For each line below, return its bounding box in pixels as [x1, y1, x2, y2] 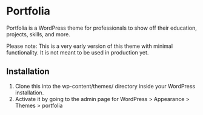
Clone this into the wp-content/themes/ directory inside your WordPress [15, 82, 196, 90]
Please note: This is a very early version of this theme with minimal [6, 42, 173, 50]
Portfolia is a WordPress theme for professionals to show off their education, [6, 24, 197, 31]
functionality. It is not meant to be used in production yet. [6, 48, 149, 56]
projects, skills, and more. [6, 30, 71, 38]
